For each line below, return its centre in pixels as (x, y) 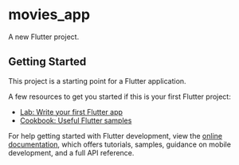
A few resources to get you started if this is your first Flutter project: (119, 96)
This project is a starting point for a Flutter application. (97, 81)
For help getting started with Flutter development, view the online (116, 136)
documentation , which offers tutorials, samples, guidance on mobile (119, 144)
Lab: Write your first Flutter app (71, 112)
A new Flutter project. (44, 37)
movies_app (49, 15)
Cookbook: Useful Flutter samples (76, 120)
